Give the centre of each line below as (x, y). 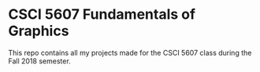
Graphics (39, 31)
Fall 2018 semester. (39, 61)
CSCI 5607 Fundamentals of (102, 14)
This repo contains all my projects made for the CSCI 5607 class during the (130, 52)
